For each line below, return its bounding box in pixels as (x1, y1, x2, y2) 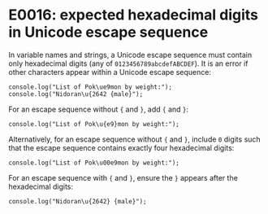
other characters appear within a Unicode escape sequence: (8, 67, 211, 76)
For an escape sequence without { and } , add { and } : (8, 104, 189, 114)
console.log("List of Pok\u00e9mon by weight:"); (8, 159, 180, 167)
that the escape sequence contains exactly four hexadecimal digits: (8, 142, 235, 152)
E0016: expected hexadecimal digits (8, 6, 258, 24)
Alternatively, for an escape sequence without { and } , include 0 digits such (8, 134, 262, 144)
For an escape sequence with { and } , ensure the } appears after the (8, 173, 238, 182)
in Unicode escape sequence (8, 23, 209, 41)
